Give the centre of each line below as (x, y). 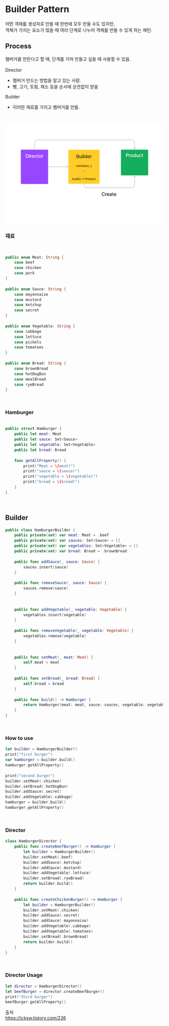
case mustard (28, 300)
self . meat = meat (41, 663)
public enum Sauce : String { (36, 289)
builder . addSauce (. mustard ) (53, 868)
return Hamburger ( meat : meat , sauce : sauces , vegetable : (84, 705)
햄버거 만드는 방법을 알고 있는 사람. (47, 80)
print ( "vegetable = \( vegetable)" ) (61, 477)
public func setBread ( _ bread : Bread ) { (57, 679)
